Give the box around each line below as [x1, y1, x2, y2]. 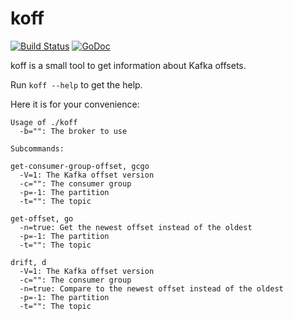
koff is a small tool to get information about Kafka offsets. [10, 59, 247, 71]
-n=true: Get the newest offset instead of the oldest [19, 222, 253, 232]
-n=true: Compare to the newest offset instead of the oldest [19, 283, 284, 294]
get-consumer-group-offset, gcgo [10, 161, 150, 171]
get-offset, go [10, 213, 74, 224]
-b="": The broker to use [19, 126, 128, 136]
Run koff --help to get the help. [10, 78, 143, 91]
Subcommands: [10, 143, 65, 154]
